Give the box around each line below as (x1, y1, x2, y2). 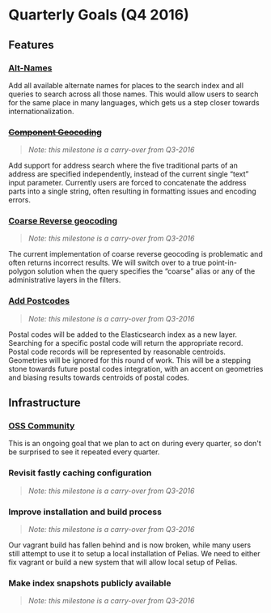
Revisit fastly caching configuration (8, 467, 152, 479)
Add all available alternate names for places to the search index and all (8, 80, 244, 90)
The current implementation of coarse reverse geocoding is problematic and (8, 249, 263, 259)
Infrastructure (8, 396, 81, 410)
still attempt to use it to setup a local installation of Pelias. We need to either (8, 549, 260, 559)
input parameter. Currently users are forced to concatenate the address (8, 178, 247, 188)
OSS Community (8, 420, 75, 432)
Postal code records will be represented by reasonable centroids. (8, 347, 227, 356)
